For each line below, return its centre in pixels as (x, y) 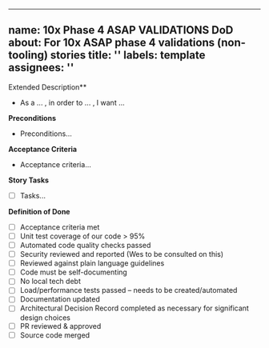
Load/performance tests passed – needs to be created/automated (128, 290)
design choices (45, 318)
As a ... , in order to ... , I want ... (72, 102)
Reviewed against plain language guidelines (92, 263)
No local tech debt (50, 282)
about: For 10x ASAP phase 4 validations (112, 43)
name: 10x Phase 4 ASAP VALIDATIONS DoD (121, 30)
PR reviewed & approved (60, 326)
